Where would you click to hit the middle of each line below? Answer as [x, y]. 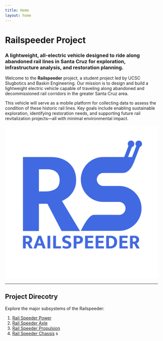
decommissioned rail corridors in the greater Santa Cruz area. [67, 93]
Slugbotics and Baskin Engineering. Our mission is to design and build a [77, 83]
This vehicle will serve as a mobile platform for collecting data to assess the [81, 103]
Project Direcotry [32, 297]
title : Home [17, 10]
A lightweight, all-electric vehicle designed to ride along [73, 55]
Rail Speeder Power [32, 318]
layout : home [18, 15]
